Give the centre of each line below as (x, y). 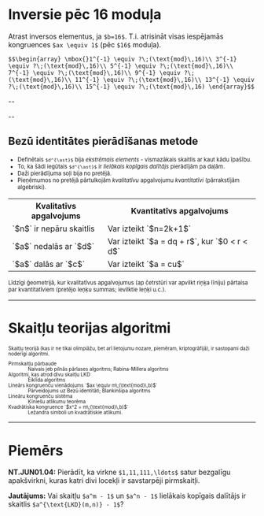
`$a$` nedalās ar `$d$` (53, 246)
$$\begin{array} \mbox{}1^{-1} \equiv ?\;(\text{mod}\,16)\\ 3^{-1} (123, 59)
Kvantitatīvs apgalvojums (180, 210)
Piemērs (36, 450)
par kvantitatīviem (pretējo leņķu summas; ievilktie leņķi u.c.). (87, 289)
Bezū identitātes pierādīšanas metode (103, 141)
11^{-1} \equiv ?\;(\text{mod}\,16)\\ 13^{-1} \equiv (165, 80)
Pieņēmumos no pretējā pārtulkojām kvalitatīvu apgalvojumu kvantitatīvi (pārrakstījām (128, 180)
